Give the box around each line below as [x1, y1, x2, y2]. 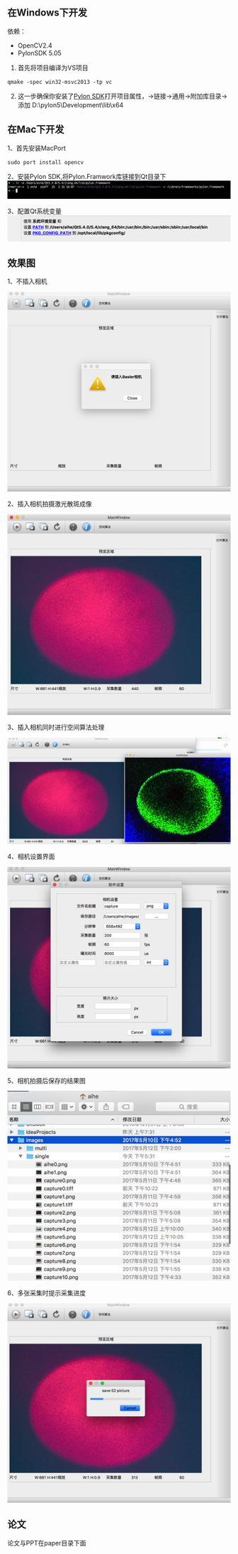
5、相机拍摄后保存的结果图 [7, 1077, 86, 1085]
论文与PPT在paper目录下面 [7, 1538, 86, 1547]
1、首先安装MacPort [7, 144, 66, 152]
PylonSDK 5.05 [17, 48, 62, 57]
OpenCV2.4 [17, 41, 53, 50]
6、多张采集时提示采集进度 [7, 1289, 86, 1297]
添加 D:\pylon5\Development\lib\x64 [17, 100, 124, 109]
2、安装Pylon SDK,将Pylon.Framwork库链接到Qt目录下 [7, 172, 166, 180]
